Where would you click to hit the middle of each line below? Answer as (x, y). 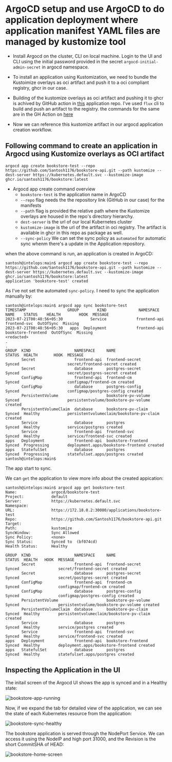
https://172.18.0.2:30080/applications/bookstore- (106, 510)
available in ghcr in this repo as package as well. (72, 233)
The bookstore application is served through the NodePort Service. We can (85, 733)
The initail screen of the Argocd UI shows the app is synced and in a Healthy (86, 682)
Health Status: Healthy (36, 546)
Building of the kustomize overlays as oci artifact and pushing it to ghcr (88, 98)
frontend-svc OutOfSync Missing (42, 323)
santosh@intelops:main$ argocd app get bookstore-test (65, 488)
